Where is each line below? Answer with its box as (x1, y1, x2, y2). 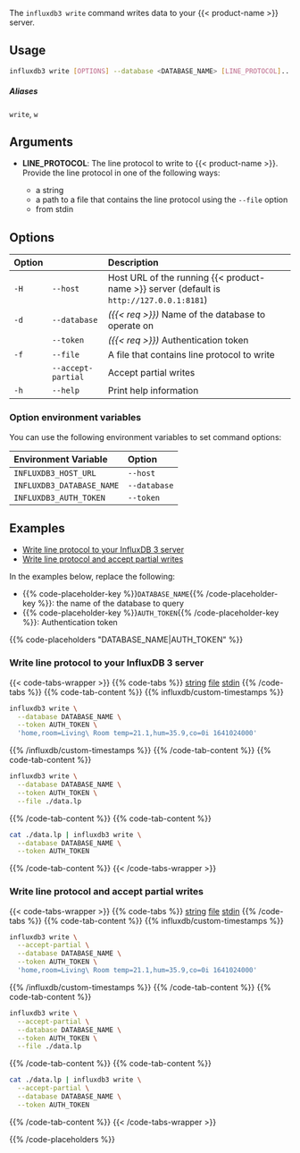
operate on (107, 319, 154, 332)
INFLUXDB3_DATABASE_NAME (13, 480, 120, 490)
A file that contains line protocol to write (107, 349, 275, 361)
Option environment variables (9, 411, 141, 424)
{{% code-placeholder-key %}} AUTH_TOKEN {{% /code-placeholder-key (21, 607, 279, 618)
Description (107, 257, 159, 269)
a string (35, 185, 64, 196)
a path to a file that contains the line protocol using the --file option (35, 194, 288, 205)
